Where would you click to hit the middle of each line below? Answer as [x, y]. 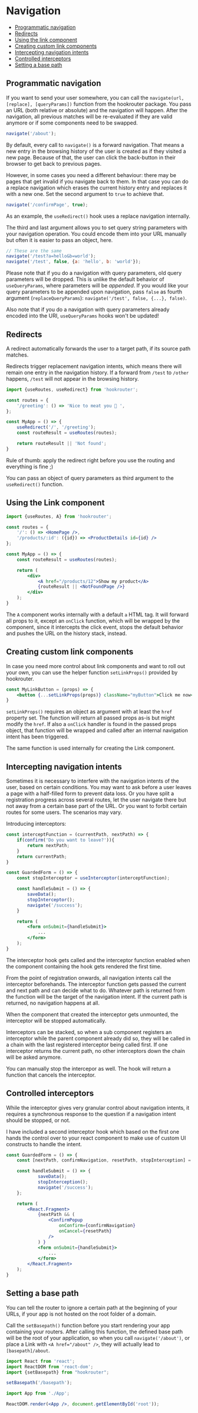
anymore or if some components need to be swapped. [72, 123]
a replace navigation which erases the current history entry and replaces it [96, 188]
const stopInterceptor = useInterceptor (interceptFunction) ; [93, 878]
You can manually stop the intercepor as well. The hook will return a [88, 1068]
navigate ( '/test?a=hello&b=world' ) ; [51, 256]
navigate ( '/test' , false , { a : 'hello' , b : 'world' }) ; [74, 262]
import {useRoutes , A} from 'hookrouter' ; [59, 516]
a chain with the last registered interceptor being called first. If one [87, 1044]
